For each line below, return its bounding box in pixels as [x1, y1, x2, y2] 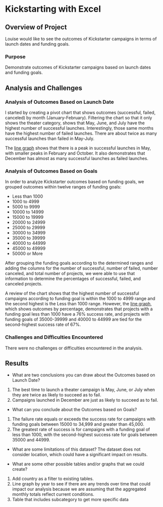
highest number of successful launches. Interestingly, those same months [5, 125, 154, 131]
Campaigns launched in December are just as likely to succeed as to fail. [12, 397, 159, 403]
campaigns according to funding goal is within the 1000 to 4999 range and [5, 296, 155, 301]
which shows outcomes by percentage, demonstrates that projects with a [5, 306, 153, 312]
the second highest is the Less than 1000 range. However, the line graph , [5, 301, 152, 307]
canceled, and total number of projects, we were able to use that [5, 271, 135, 277]
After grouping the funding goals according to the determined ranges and [5, 260, 153, 266]
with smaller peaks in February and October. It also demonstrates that [5, 150, 145, 156]
